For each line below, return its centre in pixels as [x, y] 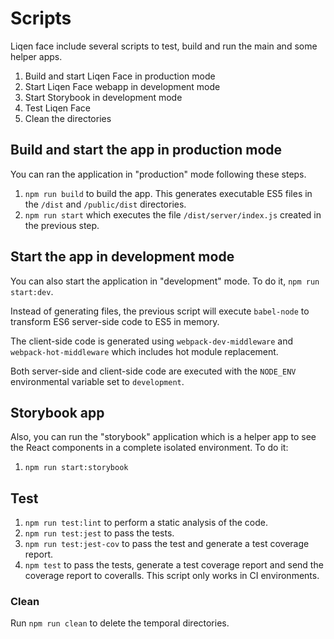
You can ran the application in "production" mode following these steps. [158, 174]
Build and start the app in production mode [146, 150]
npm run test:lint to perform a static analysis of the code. [146, 523]
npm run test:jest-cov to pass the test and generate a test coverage [167, 544]
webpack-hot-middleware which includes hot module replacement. [144, 351]
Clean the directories [68, 118]
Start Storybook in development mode [103, 97]
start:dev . [32, 291]
